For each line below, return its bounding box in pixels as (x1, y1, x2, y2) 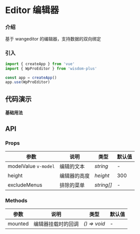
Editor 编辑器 (5, 4, 59, 16)
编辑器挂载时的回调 (33, 220, 79, 227)
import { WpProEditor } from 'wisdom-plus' (5, 66, 97, 71)
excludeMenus (7, 181, 42, 188)
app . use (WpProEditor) (5, 79, 50, 85)
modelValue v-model (7, 162, 55, 169)
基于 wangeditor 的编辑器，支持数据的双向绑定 (5, 36, 101, 42)
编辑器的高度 (59, 172, 90, 179)
